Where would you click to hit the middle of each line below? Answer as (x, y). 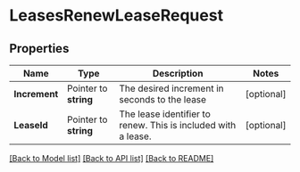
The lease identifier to (165, 114)
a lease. (135, 136)
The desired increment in (171, 88)
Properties (39, 49)
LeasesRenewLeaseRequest (117, 16)
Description (178, 74)
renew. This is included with (178, 125)
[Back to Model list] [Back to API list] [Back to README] (112, 158)
